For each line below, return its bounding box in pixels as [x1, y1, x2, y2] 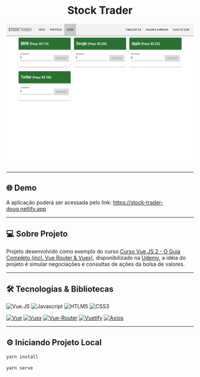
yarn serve [6, 365, 33, 371]
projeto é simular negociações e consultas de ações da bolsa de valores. [6, 260, 185, 268]
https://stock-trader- [112, 198, 164, 206]
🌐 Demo [6, 183, 37, 193]
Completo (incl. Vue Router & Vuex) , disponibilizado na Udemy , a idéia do [6, 254, 186, 261]
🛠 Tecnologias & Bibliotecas [6, 284, 114, 294]
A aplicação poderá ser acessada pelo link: [6, 198, 112, 206]
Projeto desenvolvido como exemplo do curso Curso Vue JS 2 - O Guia [6, 247, 180, 255]
